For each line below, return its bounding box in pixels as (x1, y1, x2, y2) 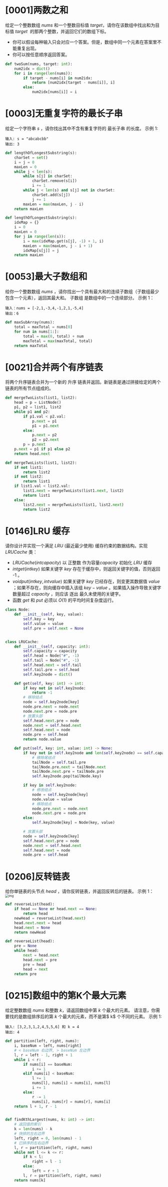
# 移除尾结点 (31, 755, 55, 760)
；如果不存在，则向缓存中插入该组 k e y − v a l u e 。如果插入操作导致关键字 (12, 584, 161, 591)
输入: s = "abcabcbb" (5, 136, 49, 141)
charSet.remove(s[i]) (31, 178, 77, 183)
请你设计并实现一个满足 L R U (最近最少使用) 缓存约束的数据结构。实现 (5, 543, 148, 549)
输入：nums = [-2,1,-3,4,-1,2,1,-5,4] (5, 306, 84, 311)
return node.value (23, 737, 61, 742)
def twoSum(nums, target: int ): (5, 61, 72, 67)
